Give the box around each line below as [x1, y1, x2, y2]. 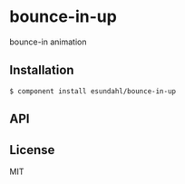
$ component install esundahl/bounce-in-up [9, 86, 177, 96]
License [9, 142, 55, 158]
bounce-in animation [9, 36, 88, 47]
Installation [9, 63, 74, 78]
